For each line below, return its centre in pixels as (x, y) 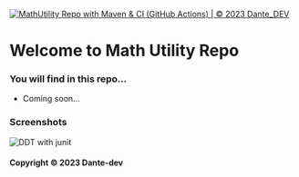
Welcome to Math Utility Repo (124, 51)
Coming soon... (51, 99)
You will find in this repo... (68, 79)
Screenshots (38, 123)
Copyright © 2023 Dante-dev (67, 162)
